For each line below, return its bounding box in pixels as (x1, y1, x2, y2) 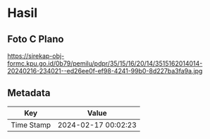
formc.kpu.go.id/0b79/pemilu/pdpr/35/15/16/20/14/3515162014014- (7, 59, 203, 68)
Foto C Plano (7, 33, 64, 45)
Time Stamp (11, 120, 51, 130)
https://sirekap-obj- (7, 52, 65, 60)
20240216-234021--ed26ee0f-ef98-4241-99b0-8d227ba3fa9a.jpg (7, 67, 203, 75)
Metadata (7, 87, 51, 99)
